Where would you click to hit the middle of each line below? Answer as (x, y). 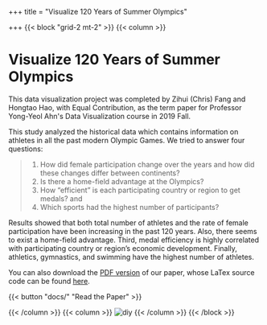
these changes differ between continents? (110, 173)
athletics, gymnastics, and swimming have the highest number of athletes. (131, 257)
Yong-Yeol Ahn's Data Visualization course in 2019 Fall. (100, 116)
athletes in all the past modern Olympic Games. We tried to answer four (127, 140)
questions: (26, 149)
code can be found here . (49, 281)
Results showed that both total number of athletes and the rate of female (129, 222)
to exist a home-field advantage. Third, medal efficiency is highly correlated (134, 240)
